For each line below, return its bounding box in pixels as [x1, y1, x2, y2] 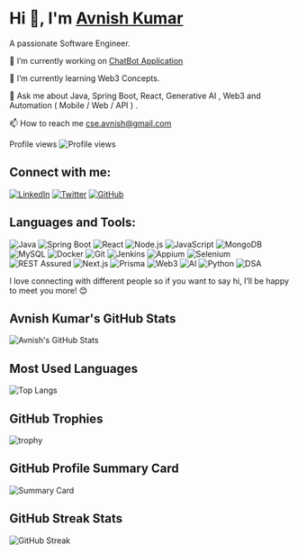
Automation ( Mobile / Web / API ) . [9, 99, 139, 111]
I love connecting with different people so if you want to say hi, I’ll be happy [9, 275, 290, 286]
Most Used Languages [9, 360, 138, 377]
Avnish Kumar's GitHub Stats [9, 311, 176, 326]
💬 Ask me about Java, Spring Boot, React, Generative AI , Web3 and [9, 90, 261, 101]
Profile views [9, 139, 58, 150]
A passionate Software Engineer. [9, 38, 131, 49]
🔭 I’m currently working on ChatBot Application [9, 55, 184, 66]
